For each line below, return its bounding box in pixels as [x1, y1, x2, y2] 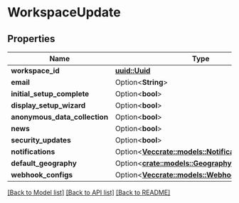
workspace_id [11, 66, 60, 76]
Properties [7, 33, 55, 45]
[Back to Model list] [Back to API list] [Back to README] [7, 188, 171, 197]
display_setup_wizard [11, 100, 86, 110]
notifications [11, 147, 55, 157]
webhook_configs [11, 170, 73, 179]
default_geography [11, 158, 77, 168]
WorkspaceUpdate [7, 4, 121, 21]
